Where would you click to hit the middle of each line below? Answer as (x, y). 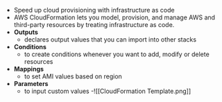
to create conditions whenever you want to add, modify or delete (117, 54)
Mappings (28, 69)
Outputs (26, 32)
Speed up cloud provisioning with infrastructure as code (94, 10)
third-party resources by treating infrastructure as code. (94, 25)
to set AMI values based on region (73, 76)
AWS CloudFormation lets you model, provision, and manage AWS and (114, 17)
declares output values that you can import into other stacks (110, 40)
